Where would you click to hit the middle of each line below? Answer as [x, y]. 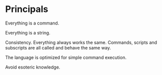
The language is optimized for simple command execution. [66, 57]
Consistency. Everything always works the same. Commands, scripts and [81, 42]
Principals [27, 9]
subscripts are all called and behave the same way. [58, 47]
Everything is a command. [32, 23]
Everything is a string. [28, 32]
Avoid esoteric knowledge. [33, 67]
